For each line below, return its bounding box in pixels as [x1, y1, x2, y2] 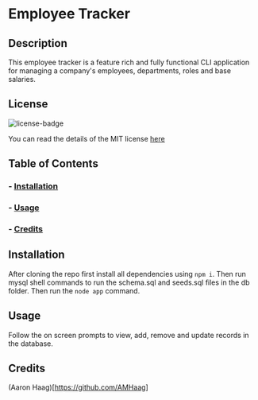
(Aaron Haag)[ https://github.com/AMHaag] [8, 383, 148, 392]
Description [8, 37, 67, 50]
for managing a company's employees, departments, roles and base [8, 66, 232, 76]
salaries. [8, 75, 36, 83]
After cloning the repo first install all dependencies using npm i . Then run [8, 269, 246, 278]
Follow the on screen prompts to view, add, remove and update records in [8, 330, 249, 340]
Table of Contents [8, 157, 99, 171]
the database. [8, 339, 54, 348]
